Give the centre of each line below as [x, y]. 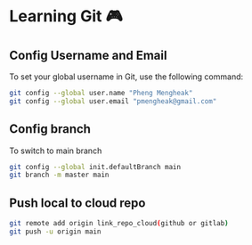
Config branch [50, 129]
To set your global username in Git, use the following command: [126, 77]
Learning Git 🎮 [66, 16]
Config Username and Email [88, 55]
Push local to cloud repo [77, 203]
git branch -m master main [59, 175]
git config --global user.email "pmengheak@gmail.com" [113, 101]
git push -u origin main [55, 232]
